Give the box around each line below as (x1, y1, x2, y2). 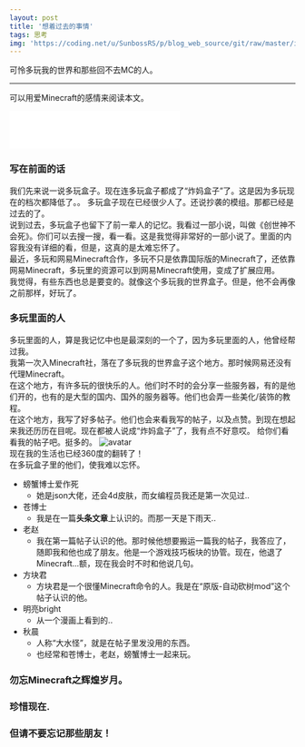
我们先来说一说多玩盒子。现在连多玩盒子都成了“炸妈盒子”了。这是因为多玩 (9, 185, 288, 196)
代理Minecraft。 (9, 369, 70, 379)
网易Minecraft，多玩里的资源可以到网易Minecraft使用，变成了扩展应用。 (9, 264, 280, 275)
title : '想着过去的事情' (9, 22, 93, 31)
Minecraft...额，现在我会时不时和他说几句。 (35, 557, 199, 568)
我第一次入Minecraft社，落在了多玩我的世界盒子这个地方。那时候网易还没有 (9, 357, 292, 368)
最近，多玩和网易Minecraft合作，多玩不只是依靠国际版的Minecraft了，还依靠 (9, 253, 296, 264)
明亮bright (22, 603, 62, 614)
